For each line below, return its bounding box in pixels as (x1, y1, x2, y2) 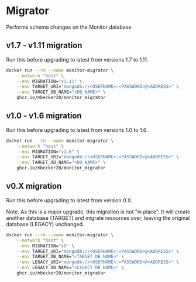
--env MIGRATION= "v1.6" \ (16, 148, 80, 155)
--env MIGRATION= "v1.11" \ (16, 78, 82, 84)
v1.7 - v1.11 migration (6, 40, 82, 50)
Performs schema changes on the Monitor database (6, 23, 132, 30)
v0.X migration (6, 181, 62, 191)
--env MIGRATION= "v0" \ (16, 243, 75, 249)
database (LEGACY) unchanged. (6, 220, 84, 227)
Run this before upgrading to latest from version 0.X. (6, 196, 133, 203)
